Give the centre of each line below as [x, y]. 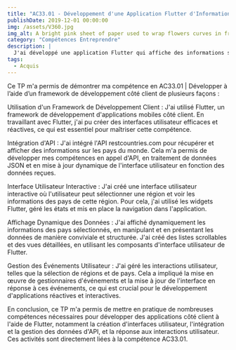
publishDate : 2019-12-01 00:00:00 [58, 20]
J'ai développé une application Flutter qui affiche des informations [119, 53]
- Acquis [26, 66]
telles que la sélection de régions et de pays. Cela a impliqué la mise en [111, 273]
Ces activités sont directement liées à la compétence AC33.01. [98, 339]
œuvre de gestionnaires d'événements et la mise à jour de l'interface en [111, 281]
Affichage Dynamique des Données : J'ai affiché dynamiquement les [106, 222]
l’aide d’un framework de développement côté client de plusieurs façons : [113, 93]
